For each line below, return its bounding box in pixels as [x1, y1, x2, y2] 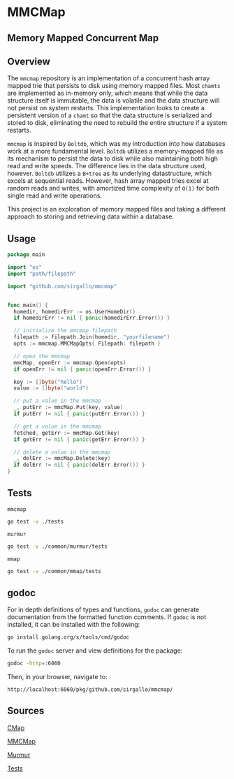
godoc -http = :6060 [7, 660, 61, 667]
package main [7, 251, 45, 258]
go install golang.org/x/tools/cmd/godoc [7, 634, 130, 641]
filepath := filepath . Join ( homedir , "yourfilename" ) [13, 334, 170, 341]
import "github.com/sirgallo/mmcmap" [7, 283, 117, 290]
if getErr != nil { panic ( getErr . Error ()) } [13, 436, 145, 443]
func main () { [7, 302, 49, 309]
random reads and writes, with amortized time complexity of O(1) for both [7, 184, 220, 193]
